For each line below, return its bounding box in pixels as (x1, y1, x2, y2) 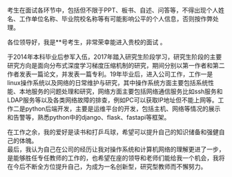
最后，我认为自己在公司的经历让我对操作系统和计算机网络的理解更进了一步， (7, 145, 225, 153)
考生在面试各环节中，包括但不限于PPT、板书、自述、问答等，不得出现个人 (7, 6, 219, 14)
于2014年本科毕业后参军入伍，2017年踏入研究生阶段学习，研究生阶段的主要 (7, 53, 222, 61)
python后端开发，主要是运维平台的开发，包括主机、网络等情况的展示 (25, 104, 221, 113)
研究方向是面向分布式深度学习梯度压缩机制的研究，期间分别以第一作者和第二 (7, 62, 225, 69)
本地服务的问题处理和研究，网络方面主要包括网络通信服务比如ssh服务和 (19, 87, 223, 95)
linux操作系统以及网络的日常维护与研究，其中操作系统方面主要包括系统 (7, 79, 209, 86)
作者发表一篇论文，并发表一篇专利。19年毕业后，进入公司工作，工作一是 (7, 70, 213, 78)
